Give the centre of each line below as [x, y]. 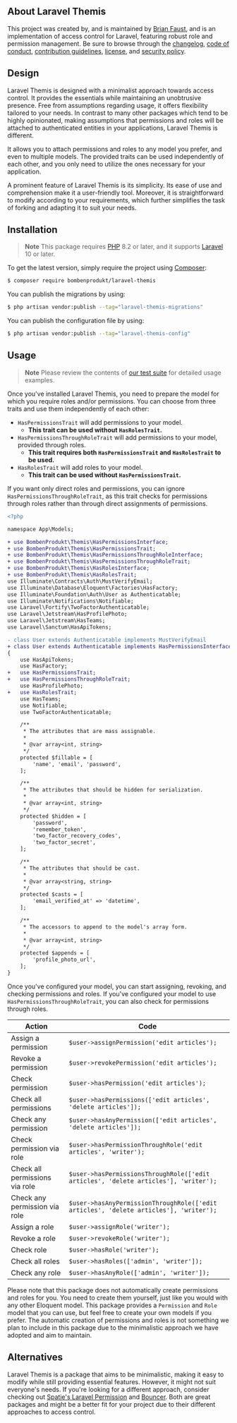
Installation [32, 230]
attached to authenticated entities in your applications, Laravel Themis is [113, 128]
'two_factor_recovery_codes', [77, 836]
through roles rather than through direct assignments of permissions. [108, 503]
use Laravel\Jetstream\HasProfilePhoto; [68, 614]
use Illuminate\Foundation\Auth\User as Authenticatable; [94, 594]
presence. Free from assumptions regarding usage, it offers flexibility [108, 105]
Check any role [36, 1273]
